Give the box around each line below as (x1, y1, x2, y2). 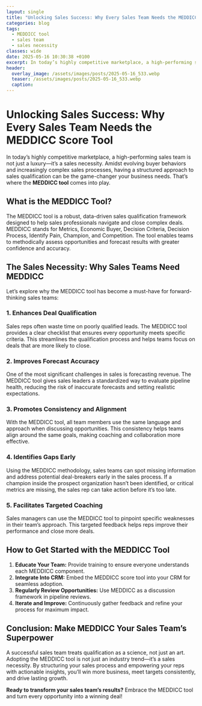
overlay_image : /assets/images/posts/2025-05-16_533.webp (11, 71, 161, 77)
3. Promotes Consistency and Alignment (6, 405, 127, 413)
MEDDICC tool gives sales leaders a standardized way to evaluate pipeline (6, 377, 191, 384)
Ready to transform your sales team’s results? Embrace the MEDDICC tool (6, 686, 194, 693)
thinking (6, 294, 26, 301)
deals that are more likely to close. (6, 342, 91, 349)
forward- (170, 287, 192, 294)
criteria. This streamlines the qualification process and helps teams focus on (6, 336, 195, 343)
